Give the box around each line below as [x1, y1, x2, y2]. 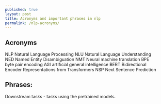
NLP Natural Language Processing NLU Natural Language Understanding [5, 51, 151, 57]
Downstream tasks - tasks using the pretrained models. [5, 93, 116, 99]
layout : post [5, 12, 32, 16]
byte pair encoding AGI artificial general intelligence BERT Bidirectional [5, 61, 146, 68]
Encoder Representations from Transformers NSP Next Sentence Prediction [5, 67, 156, 73]
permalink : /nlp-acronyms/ [5, 20, 60, 26]
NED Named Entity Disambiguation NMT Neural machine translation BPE [5, 57, 149, 62]
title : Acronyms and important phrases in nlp [5, 16, 101, 21]
